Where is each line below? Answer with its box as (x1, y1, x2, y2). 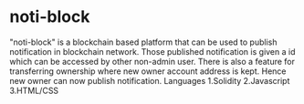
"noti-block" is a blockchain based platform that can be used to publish (9, 36, 278, 47)
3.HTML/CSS (9, 85, 59, 96)
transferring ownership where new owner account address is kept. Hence (9, 66, 287, 77)
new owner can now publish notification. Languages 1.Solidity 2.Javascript (9, 75, 290, 86)
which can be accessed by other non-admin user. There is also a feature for (9, 56, 295, 67)
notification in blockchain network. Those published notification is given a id (9, 46, 296, 57)
